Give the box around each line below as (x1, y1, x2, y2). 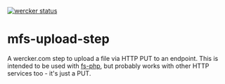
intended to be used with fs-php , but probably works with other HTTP (7, 62, 210, 70)
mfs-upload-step (7, 31, 110, 47)
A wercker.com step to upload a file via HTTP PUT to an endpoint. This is (7, 54, 219, 62)
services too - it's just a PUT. (7, 69, 91, 77)
